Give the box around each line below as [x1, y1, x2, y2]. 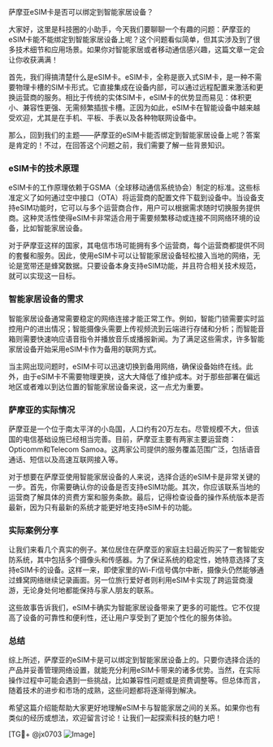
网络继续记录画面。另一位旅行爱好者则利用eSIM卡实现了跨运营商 [29, 575, 246, 585]
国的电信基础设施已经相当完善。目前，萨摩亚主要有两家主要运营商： [8, 434, 236, 443]
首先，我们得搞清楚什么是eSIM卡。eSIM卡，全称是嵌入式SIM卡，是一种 [8, 72, 248, 81]
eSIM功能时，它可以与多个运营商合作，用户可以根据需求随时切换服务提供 [15, 203, 261, 213]
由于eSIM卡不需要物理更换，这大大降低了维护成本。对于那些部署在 [22, 371, 246, 381]
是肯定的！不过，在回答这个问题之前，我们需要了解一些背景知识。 [8, 141, 229, 150]
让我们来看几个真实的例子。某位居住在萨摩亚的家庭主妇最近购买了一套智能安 [8, 544, 265, 555]
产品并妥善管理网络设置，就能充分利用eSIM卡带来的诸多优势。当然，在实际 [8, 666, 261, 675]
